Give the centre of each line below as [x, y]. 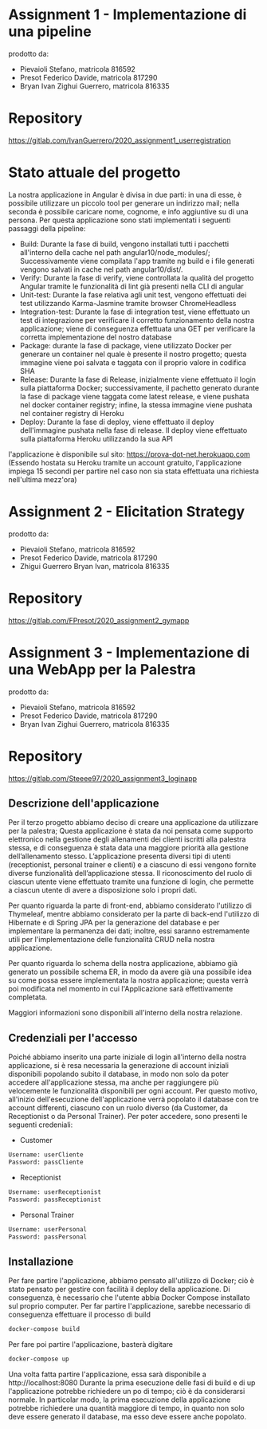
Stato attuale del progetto [94, 173]
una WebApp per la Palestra [102, 669]
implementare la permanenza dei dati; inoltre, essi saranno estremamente [129, 931]
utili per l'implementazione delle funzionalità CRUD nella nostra [112, 940]
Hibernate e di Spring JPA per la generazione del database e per [114, 923]
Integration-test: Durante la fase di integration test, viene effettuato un [135, 312]
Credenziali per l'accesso [73, 1038]
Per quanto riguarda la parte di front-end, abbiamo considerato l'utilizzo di [130, 905]
